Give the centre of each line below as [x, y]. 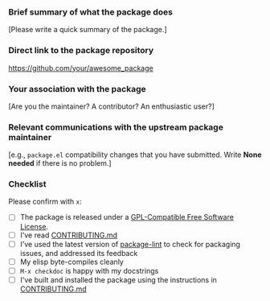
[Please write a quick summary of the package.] [88, 30]
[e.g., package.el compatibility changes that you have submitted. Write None [135, 155]
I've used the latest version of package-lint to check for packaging [130, 244]
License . [34, 226]
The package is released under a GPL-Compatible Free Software [127, 217]
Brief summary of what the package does [90, 12]
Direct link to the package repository [81, 51]
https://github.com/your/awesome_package [81, 68]
